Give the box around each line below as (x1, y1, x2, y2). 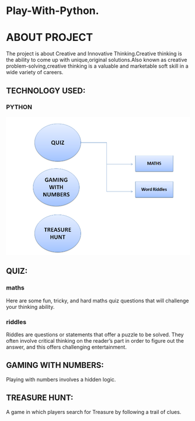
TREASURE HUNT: (6, 393, 74, 403)
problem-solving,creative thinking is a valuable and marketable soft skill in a (6, 62, 189, 69)
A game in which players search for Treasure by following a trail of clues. (6, 408, 182, 415)
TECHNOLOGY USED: (6, 86, 86, 96)
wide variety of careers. (6, 69, 64, 76)
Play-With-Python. (6, 4, 99, 18)
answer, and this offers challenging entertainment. (6, 343, 127, 350)
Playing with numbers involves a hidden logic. (6, 375, 116, 383)
